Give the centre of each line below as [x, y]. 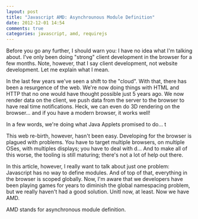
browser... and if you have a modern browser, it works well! [78, 113]
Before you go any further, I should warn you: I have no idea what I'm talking [99, 51]
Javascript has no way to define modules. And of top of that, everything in [97, 173]
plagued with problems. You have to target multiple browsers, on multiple [95, 142]
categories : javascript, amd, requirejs [57, 34]
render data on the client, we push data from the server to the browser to [95, 100]
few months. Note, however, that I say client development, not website [92, 64]
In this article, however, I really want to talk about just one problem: [88, 167]
